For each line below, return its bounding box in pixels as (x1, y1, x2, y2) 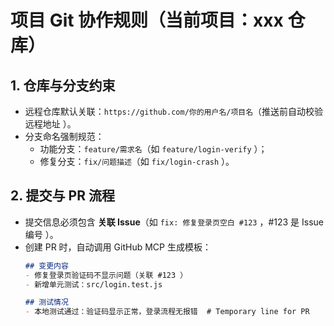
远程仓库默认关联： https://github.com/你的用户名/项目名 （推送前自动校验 (24, 106, 324, 117)
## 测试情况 (24, 297, 69, 308)
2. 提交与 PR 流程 (10, 187, 115, 205)
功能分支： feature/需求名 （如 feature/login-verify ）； (39, 143, 268, 155)
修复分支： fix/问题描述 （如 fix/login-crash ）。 (39, 156, 235, 167)
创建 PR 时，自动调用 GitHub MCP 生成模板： (24, 241, 212, 253)
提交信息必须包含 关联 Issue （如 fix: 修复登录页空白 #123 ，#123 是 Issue (24, 216, 325, 228)
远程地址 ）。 (24, 118, 77, 130)
